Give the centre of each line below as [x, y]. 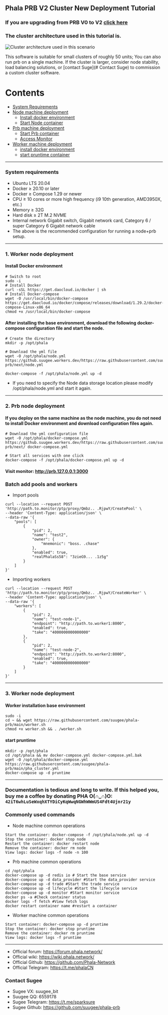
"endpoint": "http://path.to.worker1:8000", [79, 624]
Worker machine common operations [50, 915]
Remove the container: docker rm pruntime [50, 933]
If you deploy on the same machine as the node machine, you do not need [83, 418]
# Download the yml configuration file [47, 434]
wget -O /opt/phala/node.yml [35, 356]
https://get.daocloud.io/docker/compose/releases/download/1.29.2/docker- [85, 303]
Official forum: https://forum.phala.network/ [57, 951]
